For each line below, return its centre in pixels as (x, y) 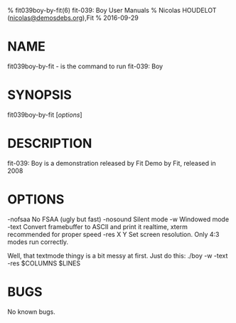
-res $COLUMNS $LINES (44, 263)
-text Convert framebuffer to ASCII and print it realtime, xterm (98, 226)
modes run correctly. (38, 242)
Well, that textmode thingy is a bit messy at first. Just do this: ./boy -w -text (118, 255)
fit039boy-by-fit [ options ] (45, 115)
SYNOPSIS (40, 95)
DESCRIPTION (50, 143)
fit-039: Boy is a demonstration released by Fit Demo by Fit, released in (112, 163)
